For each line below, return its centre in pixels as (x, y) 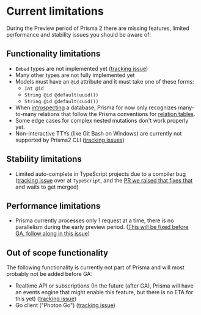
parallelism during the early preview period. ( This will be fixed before (102, 227)
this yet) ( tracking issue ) (46, 299)
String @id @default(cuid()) (61, 101)
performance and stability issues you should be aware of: (79, 34)
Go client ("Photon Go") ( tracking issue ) (65, 305)
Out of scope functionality (57, 252)
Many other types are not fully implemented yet (75, 75)
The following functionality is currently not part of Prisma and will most (95, 267)
